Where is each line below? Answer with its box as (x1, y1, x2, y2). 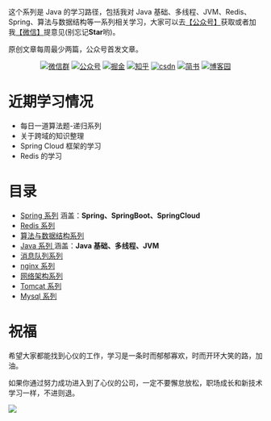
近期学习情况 (8, 93, 94, 111)
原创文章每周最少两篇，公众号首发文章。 (8, 44, 143, 54)
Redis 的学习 (19, 151, 63, 160)
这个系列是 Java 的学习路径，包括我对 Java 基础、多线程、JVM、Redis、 (8, 7, 252, 16)
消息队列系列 (19, 251, 63, 261)
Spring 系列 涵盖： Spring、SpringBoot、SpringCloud (19, 210, 201, 220)
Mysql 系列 (19, 291, 57, 301)
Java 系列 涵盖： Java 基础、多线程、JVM (19, 240, 160, 250)
